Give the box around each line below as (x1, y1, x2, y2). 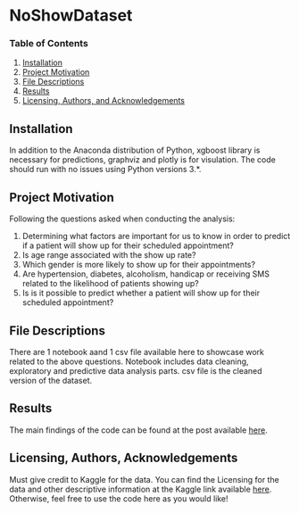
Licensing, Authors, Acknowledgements (9, 451, 238, 466)
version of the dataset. (9, 375, 92, 385)
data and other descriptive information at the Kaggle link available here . (9, 484, 272, 494)
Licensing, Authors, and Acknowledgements (21, 95, 186, 106)
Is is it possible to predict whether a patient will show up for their (21, 287, 261, 299)
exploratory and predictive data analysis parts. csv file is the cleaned (9, 365, 262, 376)
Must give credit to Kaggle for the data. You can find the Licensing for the (9, 474, 279, 484)
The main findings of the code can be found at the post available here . (9, 425, 268, 435)
